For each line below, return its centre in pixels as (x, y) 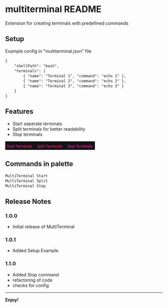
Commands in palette (39, 164)
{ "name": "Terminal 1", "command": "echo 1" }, (75, 76)
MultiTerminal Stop (25, 186)
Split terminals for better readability (49, 129)
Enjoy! (12, 299)
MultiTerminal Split (27, 181)
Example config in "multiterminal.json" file (48, 51)
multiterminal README (53, 9)
